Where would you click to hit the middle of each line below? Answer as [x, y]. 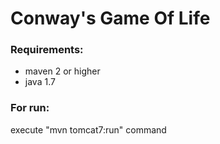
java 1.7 [40, 82]
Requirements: [47, 50]
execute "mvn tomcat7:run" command [88, 129]
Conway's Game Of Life [110, 18]
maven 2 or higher [62, 71]
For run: [30, 108]
